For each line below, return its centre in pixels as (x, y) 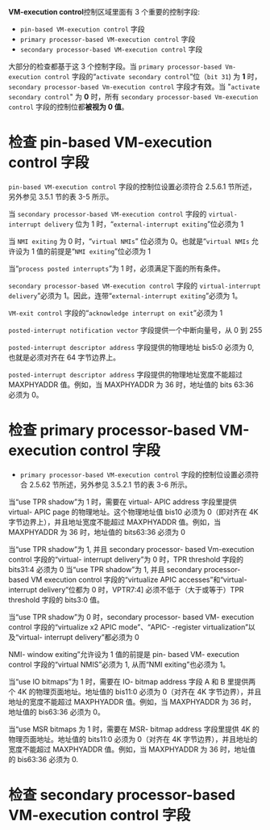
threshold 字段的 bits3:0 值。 (56, 600)
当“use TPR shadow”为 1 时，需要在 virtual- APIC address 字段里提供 (123, 501)
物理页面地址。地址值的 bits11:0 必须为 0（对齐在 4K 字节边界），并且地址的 (133, 739)
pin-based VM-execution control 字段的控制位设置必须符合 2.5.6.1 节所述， (132, 186)
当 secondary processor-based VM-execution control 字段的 (108, 213)
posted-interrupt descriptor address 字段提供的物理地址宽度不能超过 (126, 374)
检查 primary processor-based (112, 430)
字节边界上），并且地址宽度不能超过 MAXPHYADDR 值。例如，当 (115, 522)
